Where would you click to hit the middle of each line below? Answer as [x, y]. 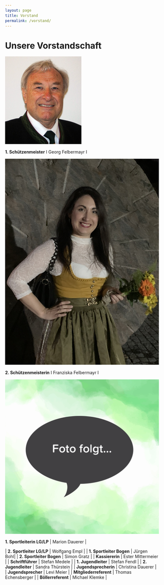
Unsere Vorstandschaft [53, 45]
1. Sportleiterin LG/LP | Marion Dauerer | [46, 542]
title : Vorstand [21, 15]
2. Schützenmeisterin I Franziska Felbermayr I [52, 373]
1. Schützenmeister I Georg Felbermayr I [46, 152]
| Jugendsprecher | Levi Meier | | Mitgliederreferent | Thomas [68, 572]
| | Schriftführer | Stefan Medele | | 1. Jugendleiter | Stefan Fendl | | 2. [76, 562]
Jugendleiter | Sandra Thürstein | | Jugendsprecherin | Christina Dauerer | [81, 567]
